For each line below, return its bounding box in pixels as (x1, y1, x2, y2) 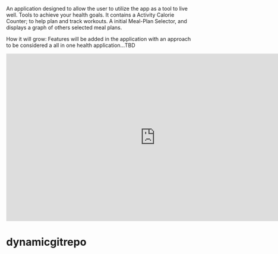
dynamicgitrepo (6, 236, 87, 249)
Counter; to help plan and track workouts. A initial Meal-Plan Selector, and (6, 18, 187, 24)
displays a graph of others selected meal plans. (6, 24, 122, 31)
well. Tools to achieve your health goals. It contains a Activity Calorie (6, 11, 175, 18)
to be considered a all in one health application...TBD (6, 42, 135, 49)
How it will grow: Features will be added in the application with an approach (6, 36, 191, 42)
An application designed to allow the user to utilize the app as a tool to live (6, 5, 188, 12)
